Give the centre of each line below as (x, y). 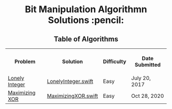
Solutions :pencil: (86, 20)
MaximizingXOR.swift (72, 96)
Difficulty (115, 61)
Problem (25, 61)
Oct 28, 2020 (148, 96)
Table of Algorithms (86, 39)
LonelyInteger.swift (70, 81)
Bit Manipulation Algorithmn (86, 9)
